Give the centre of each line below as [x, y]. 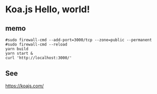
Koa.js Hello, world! [48, 9]
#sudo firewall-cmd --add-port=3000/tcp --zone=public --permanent [79, 40]
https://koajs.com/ [25, 86]
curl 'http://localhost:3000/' [39, 58]
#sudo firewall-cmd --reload [36, 44]
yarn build [17, 49]
